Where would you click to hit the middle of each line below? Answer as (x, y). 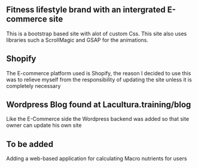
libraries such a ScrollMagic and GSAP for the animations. (77, 40)
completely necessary (33, 85)
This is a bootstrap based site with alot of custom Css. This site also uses (97, 33)
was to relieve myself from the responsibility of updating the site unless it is (99, 80)
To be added (30, 144)
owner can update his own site (44, 126)
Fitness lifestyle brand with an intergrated (86, 10)
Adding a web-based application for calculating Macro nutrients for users (97, 158)
